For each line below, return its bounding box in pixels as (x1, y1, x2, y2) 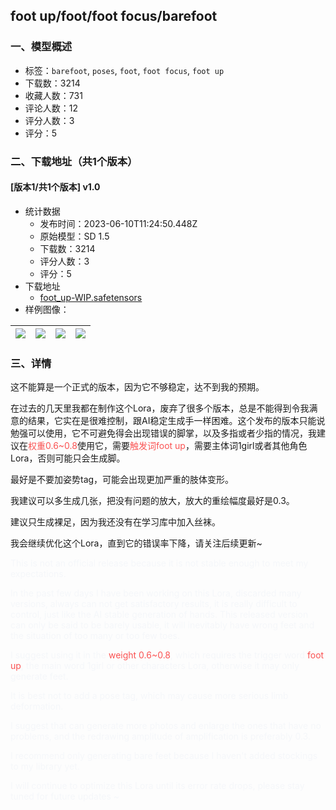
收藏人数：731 (24, 89, 83, 101)
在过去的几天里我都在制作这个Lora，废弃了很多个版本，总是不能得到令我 (10, 402, 310, 414)
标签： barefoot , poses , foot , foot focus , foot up (24, 64, 225, 76)
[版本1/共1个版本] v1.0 (10, 181, 101, 193)
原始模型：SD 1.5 (39, 230, 110, 242)
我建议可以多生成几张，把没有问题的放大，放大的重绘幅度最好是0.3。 (10, 495, 295, 507)
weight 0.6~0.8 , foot (108, 649, 325, 661)
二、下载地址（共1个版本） (10, 154, 138, 168)
